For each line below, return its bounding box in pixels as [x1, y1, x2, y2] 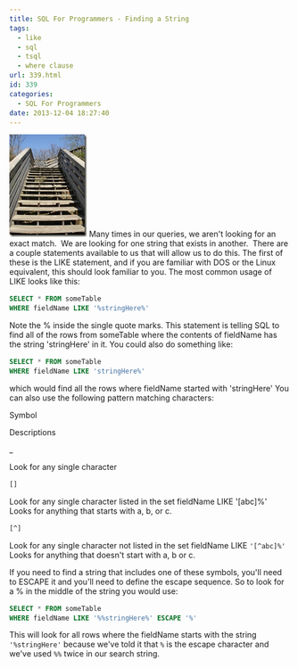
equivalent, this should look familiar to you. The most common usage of [9, 267, 272, 277]
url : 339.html [9, 71, 62, 80]
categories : [9, 89, 54, 98]
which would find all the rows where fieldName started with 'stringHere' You [9, 383, 290, 393]
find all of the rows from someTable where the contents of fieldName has [9, 330, 278, 341]
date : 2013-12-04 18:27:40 [9, 108, 110, 118]
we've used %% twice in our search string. [9, 648, 161, 659]
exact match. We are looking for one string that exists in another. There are [9, 238, 288, 249]
